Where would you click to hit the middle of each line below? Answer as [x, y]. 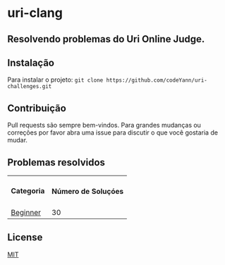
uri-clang [35, 13]
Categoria [28, 191]
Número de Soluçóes [88, 191]
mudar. [18, 140]
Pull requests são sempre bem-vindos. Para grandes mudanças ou [104, 125]
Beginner [26, 212]
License [25, 238]
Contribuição [37, 108]
